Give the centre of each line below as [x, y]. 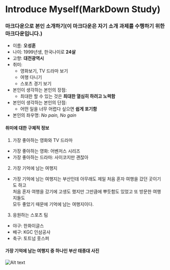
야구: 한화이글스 [28, 225]
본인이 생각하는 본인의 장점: [40, 90]
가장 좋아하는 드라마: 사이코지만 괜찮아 [50, 157]
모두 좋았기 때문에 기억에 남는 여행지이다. [53, 204]
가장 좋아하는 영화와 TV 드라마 [42, 140]
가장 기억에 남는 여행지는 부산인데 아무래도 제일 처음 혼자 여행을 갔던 [80, 179]
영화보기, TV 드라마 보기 [44, 71]
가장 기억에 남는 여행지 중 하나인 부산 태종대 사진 [52, 251]
